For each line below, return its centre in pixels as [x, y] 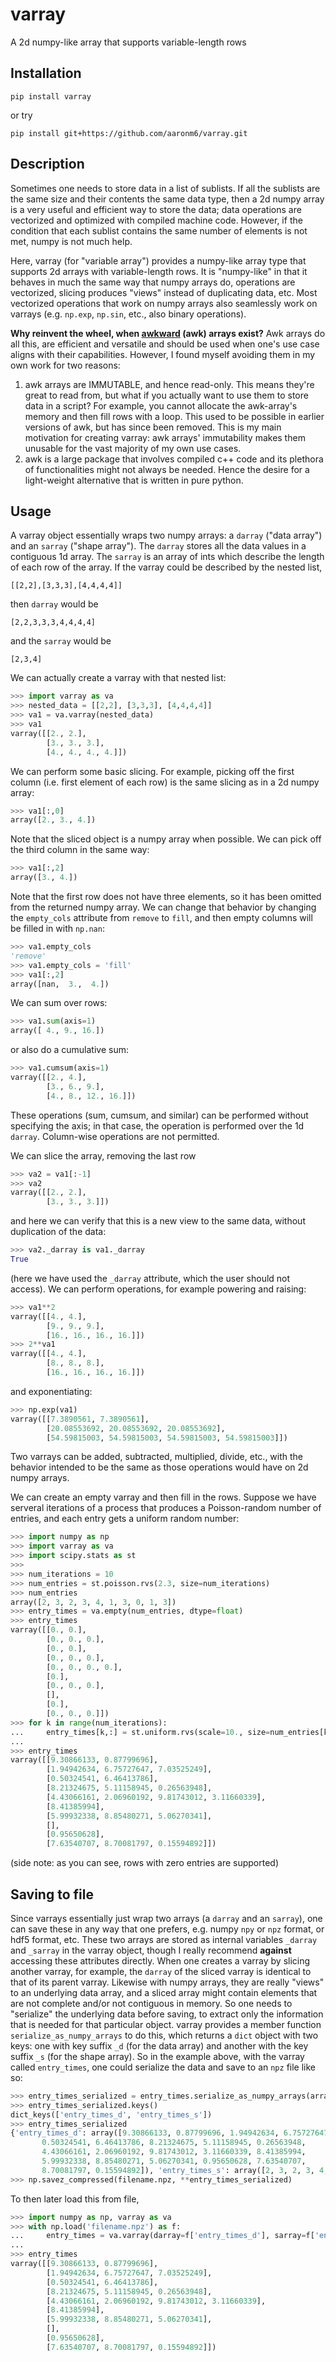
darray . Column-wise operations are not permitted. [115, 1136]
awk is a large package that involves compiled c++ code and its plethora [174, 459]
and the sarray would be [61, 641]
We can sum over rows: [59, 1003]
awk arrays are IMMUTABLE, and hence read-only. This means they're [169, 384]
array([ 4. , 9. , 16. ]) [57, 1031]
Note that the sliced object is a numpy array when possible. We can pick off [166, 839]
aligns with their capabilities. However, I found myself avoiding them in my [163, 354]
